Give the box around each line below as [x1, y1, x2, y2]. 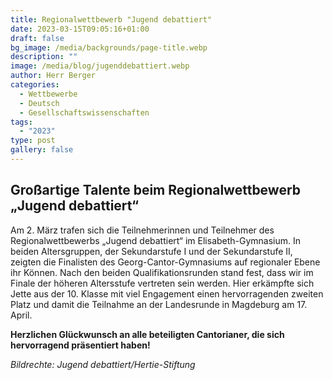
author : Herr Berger [10, 71, 97, 81]
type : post [10, 136, 56, 146]
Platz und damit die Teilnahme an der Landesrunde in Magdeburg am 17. [10, 298, 308, 310]
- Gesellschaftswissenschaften [19, 107, 150, 118]
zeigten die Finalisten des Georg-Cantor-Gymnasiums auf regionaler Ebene [10, 256, 321, 268]
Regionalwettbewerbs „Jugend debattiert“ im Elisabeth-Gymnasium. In [10, 234, 302, 246]
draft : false [10, 33, 65, 43]
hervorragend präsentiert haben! [10, 339, 151, 351]
